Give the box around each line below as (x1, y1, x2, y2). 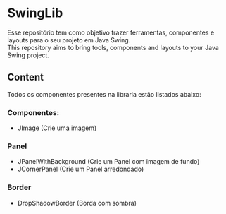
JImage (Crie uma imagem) (17, 124, 97, 132)
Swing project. (7, 51, 49, 59)
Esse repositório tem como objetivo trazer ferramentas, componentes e (7, 28, 215, 37)
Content (7, 71, 44, 83)
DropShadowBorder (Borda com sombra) (17, 198, 137, 207)
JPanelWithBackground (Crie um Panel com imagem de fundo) (17, 157, 200, 166)
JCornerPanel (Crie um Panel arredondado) (17, 165, 144, 174)
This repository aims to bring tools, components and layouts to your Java (7, 43, 220, 52)
